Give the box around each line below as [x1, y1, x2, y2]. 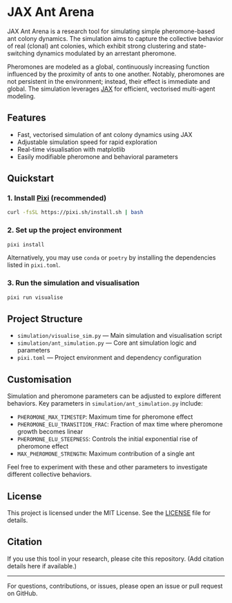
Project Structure [7, 313, 83, 325]
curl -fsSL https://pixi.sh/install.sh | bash [7, 209, 144, 216]
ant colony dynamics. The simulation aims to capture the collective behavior [7, 34, 224, 42]
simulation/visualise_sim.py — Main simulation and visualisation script [17, 332, 222, 340]
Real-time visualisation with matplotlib [17, 145, 126, 153]
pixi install [7, 241, 45, 248]
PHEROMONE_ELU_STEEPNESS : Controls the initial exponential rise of [17, 435, 198, 443]
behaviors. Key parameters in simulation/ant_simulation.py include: [7, 399, 203, 408]
